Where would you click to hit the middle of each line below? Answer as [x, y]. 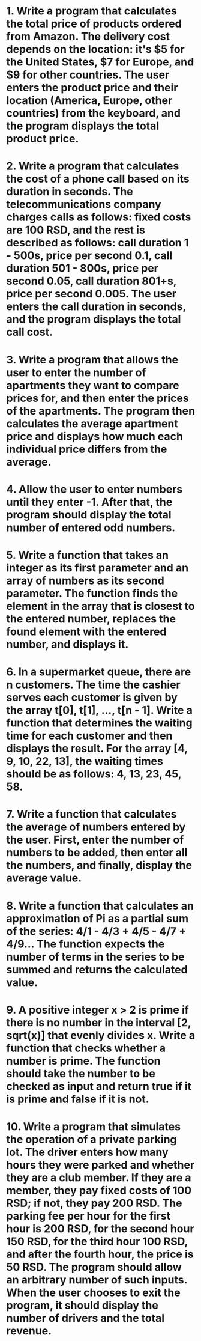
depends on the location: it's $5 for [95, 50]
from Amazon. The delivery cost [88, 37]
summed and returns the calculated [97, 969]
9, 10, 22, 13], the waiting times [85, 762]
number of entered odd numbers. [91, 528]
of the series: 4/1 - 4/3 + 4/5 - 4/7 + [96, 931]
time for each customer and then [89, 736]
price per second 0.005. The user [91, 294]
